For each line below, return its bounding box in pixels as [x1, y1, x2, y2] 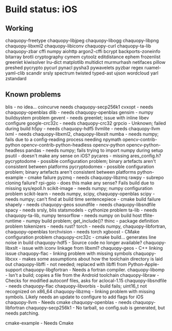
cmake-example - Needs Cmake [5, 320, 74, 326]
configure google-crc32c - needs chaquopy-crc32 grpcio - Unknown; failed [5, 120, 166, 126]
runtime [5, 218, 22, 224]
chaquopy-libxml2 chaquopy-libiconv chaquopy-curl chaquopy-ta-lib [5, 43, 151, 49]
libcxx [5, 255, 18, 262]
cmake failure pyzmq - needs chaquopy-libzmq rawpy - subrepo [28, 174, 164, 180]
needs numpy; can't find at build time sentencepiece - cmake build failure [5, 196, 161, 202]
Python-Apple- [127, 261, 160, 267]
